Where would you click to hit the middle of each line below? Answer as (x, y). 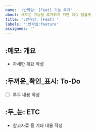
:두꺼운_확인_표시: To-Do (43, 81)
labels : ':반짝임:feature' (32, 24)
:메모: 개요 (21, 51)
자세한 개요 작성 (28, 63)
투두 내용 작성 (26, 94)
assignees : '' (20, 29)
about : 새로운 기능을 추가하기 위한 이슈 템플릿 (48, 15)
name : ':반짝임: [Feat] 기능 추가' (39, 10)
